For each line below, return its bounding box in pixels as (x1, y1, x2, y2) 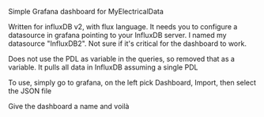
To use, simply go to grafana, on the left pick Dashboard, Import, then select (8, 78, 257, 87)
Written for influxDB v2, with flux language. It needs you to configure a (8, 22, 238, 31)
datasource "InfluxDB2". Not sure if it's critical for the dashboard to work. (8, 39, 247, 48)
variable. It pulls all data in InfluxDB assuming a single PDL (8, 62, 198, 72)
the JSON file (8, 86, 52, 96)
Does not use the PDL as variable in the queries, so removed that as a (8, 55, 236, 63)
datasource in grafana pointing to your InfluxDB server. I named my (8, 31, 227, 40)
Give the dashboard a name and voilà (8, 102, 130, 111)
